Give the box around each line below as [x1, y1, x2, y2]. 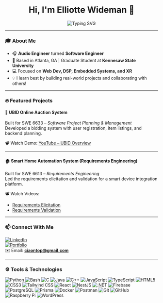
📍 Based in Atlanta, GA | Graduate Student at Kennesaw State [12, 58, 136, 64]
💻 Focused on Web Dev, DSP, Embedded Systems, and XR [12, 68, 132, 74]
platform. [5, 181, 23, 186]
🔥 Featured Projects [5, 97, 53, 104]
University [12, 63, 34, 68]
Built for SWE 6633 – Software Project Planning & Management [5, 120, 132, 126]
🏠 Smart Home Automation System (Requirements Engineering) [5, 158, 138, 164]
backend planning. [5, 131, 42, 136]
